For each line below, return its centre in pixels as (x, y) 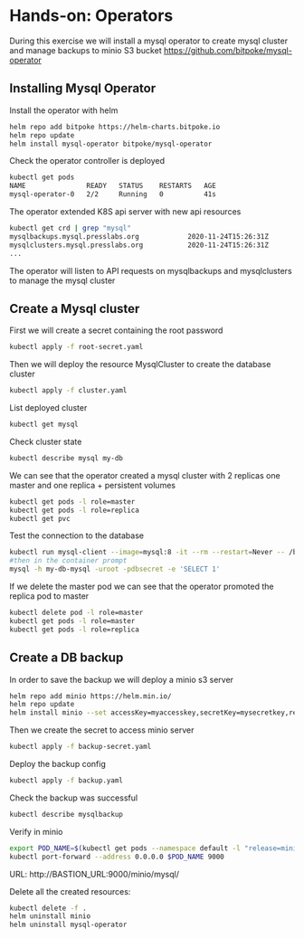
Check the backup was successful (74, 798)
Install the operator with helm (64, 110)
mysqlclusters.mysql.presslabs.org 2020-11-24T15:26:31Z (139, 245)
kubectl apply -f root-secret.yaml (76, 347)
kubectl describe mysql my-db (66, 458)
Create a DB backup (66, 658)
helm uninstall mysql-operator (68, 925)
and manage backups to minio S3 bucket (85, 50)
